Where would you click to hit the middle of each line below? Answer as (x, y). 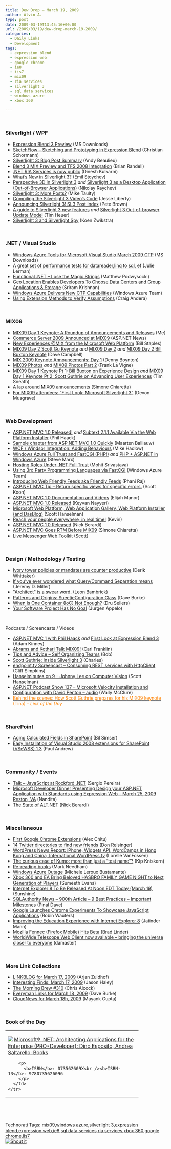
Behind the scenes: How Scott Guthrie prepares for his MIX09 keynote (87, 698)
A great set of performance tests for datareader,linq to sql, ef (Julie (83, 265)
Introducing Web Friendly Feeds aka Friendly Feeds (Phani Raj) (79, 481)
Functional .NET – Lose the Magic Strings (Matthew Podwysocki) (81, 276)
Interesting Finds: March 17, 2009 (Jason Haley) (63, 982)
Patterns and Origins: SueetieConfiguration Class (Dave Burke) (79, 597)
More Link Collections (33, 966)
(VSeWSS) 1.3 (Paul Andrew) (43, 749)
